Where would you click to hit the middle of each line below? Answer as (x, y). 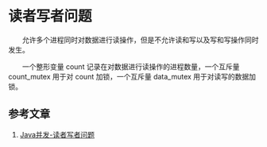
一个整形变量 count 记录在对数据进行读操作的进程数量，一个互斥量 (131, 66)
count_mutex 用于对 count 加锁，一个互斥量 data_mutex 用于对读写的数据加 (132, 76)
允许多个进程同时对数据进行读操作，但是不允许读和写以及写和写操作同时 (140, 40)
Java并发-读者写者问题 (57, 134)
